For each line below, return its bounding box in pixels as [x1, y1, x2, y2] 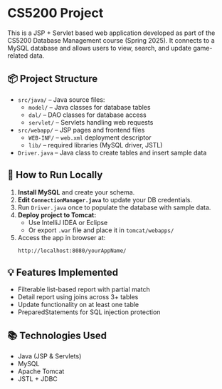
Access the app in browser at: [17, 233, 106, 242]
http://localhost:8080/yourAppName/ [17, 247, 127, 254]
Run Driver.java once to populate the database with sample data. [17, 203, 211, 212]
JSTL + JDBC [17, 375, 58, 383]
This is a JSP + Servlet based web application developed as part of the [7, 28, 216, 37]
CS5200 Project [7, 5, 104, 21]
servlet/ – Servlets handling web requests [28, 118, 154, 126]
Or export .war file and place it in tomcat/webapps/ [28, 226, 174, 234]
